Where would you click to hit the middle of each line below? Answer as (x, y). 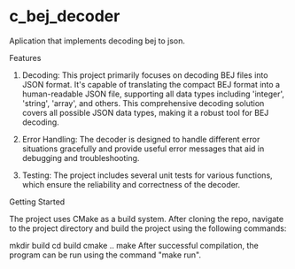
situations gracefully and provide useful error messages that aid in (143, 149)
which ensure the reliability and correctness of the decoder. (131, 184)
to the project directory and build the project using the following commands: (148, 228)
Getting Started (37, 202)
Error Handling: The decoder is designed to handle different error (141, 139)
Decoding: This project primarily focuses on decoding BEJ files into (145, 75)
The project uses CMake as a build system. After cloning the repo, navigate (147, 219)
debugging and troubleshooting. (81, 158)
